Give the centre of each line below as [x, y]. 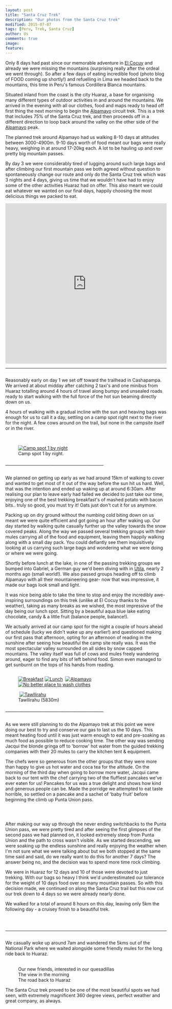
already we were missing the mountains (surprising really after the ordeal [82, 68]
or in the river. [20, 428]
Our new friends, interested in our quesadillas [66, 969]
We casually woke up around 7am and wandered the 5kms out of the [78, 943]
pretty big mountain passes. [35, 153]
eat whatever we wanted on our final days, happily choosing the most [79, 191]
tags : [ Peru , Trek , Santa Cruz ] [40, 29]
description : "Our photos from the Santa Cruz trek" [63, 19]
